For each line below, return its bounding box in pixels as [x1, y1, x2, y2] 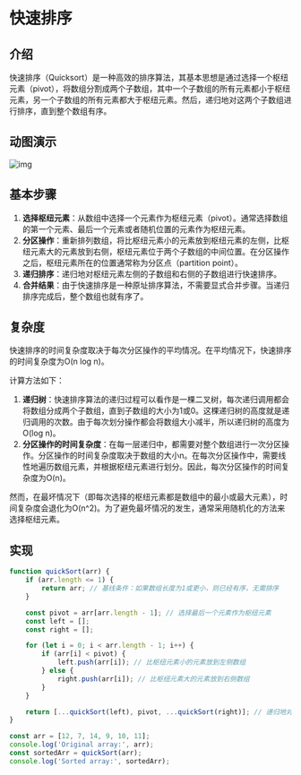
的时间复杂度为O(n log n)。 [9, 356, 109, 367]
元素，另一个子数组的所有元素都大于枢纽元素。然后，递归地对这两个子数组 [9, 95, 284, 105]
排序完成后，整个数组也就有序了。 [21, 290, 149, 301]
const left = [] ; [25, 616, 90, 625]
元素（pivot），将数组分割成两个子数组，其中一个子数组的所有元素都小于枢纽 [9, 83, 291, 94]
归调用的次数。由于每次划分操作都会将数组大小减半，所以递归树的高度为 [21, 417, 289, 427]
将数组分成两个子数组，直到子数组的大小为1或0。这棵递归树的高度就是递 [21, 405, 290, 417]
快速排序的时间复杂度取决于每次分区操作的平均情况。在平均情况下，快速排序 [9, 345, 292, 356]
